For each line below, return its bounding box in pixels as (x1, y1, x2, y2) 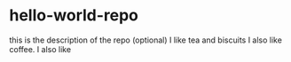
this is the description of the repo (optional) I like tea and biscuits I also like (9, 35, 282, 45)
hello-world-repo (9, 5, 139, 26)
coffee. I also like (9, 43, 72, 54)
